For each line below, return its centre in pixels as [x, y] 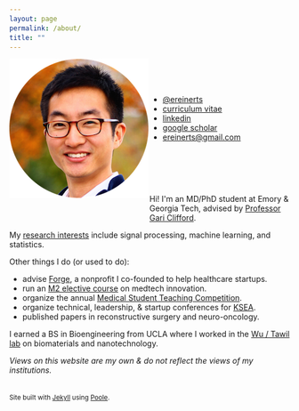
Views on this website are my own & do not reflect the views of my [131, 361]
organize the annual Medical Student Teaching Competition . [132, 298]
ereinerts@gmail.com [202, 137]
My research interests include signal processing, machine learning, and [140, 235]
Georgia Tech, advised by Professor [215, 208]
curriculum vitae [192, 109]
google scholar [190, 128]
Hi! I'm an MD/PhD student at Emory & [219, 199]
